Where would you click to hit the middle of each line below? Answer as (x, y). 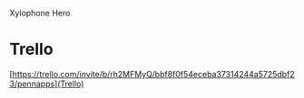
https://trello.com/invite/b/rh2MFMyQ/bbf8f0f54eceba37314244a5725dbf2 (153, 74)
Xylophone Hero (40, 13)
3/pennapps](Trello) (47, 84)
